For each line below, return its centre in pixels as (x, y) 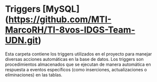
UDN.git (22, 41)
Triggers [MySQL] (42, 9)
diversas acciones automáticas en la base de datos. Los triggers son (74, 59)
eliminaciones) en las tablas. (34, 75)
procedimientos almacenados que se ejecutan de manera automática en (78, 64)
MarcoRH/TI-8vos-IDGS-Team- (70, 30)
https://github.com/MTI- (60, 19)
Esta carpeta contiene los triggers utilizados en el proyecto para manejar (78, 54)
